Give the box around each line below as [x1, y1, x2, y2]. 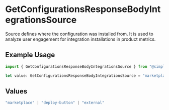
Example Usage [5, 51, 55, 59]
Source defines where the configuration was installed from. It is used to [5, 31, 153, 37]
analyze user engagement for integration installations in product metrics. [5, 36, 156, 42]
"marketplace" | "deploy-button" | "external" [5, 100, 105, 105]
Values [5, 87, 28, 95]
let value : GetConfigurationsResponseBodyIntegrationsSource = [5, 73, 141, 78]
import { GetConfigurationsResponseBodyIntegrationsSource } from [5, 64, 147, 69]
